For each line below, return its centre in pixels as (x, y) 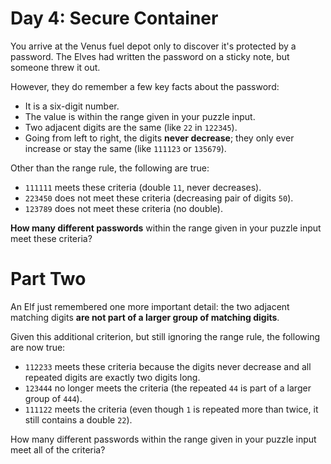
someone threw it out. (55, 67)
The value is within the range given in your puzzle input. (140, 116)
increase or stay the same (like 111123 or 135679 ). (125, 148)
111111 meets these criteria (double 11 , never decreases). (143, 187)
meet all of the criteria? (58, 449)
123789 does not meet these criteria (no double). (124, 208)
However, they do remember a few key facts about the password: (145, 86)
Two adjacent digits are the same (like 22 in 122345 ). (131, 127)
